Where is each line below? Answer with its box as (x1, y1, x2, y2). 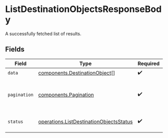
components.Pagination (38, 91, 94, 98)
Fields (5, 45, 25, 53)
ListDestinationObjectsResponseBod (5, 3, 162, 15)
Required (137, 60, 160, 67)
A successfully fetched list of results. (5, 30, 81, 36)
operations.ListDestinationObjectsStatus (38, 118, 133, 125)
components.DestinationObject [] (38, 69, 115, 76)
